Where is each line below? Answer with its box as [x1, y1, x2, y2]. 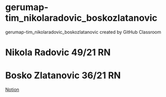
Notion [5, 86, 19, 92]
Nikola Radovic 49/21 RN [5, 47, 111, 58]
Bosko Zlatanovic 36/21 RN [5, 70, 121, 81]
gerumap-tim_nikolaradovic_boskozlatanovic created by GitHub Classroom [5, 29, 161, 35]
